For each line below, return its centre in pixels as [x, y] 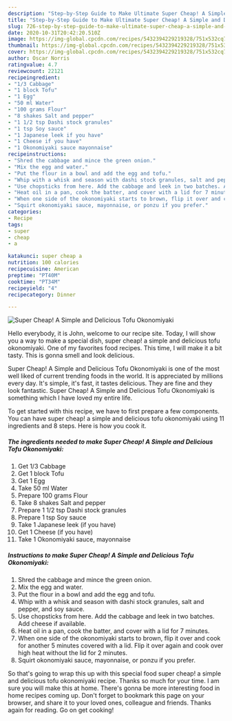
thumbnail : [23, 45]
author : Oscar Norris [39, 58]
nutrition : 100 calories [43, 263]
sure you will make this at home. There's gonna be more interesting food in [114, 688]
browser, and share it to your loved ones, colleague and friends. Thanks [110, 703]
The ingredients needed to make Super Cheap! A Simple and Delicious [110, 442]
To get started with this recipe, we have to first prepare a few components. [114, 411]
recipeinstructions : [38, 154]
